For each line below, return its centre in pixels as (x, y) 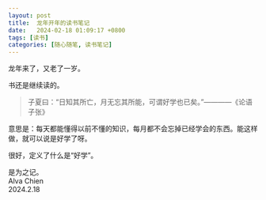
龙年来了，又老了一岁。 (46, 69)
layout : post (30, 15)
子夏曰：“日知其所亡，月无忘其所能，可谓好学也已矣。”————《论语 (140, 102)
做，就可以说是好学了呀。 (50, 138)
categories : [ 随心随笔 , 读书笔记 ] (60, 45)
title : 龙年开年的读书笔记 (49, 23)
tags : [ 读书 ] (28, 38)
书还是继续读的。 (36, 85)
